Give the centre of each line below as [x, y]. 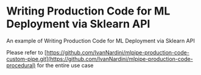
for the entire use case [65, 65]
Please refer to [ [26, 52]
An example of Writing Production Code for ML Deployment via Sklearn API [100, 41]
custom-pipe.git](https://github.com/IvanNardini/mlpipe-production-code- [100, 59]
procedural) [21, 65]
